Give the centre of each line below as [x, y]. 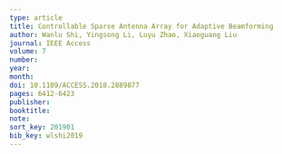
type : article [36, 18]
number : [24, 60]
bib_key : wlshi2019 [46, 136]
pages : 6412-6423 [42, 93]
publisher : [30, 102]
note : [19, 119]
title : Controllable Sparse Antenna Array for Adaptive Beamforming [141, 26]
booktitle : [30, 111]
